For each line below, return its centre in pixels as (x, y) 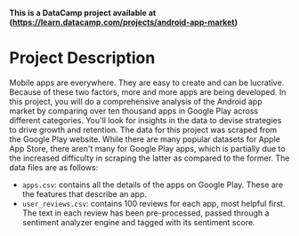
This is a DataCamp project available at (83, 13)
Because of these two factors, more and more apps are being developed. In (148, 91)
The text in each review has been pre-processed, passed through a (145, 213)
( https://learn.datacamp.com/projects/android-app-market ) (124, 22)
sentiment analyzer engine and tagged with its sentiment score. (138, 222)
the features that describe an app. (85, 193)
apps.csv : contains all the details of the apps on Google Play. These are (153, 185)
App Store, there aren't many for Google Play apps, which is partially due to (148, 148)
